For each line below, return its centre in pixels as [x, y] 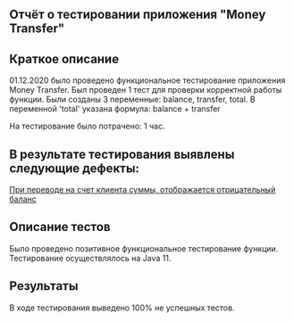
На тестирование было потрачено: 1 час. [87, 126]
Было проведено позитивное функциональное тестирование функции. [144, 248]
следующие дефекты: [75, 168]
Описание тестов [60, 227]
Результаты [44, 286]
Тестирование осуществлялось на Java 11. [90, 258]
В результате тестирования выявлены [122, 154]
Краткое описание [64, 58]
